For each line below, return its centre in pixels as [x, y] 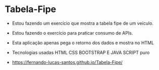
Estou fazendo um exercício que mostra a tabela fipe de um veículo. [83, 23]
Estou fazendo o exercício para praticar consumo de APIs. [72, 33]
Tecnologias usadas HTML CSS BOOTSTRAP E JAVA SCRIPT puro [81, 52]
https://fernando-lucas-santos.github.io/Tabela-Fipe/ [67, 62]
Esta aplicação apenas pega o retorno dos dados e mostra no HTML [83, 43]
